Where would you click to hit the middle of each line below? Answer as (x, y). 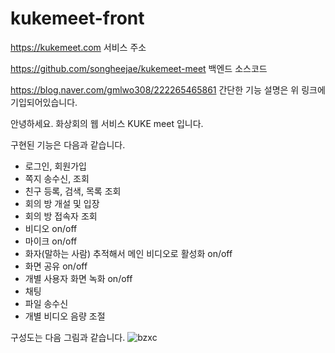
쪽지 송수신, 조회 (57, 178)
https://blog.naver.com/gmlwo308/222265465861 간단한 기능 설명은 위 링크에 (168, 89)
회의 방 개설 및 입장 (62, 203)
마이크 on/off (51, 241)
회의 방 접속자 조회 (61, 216)
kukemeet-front (77, 18)
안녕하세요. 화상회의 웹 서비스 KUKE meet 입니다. (107, 123)
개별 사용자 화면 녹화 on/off (78, 278)
